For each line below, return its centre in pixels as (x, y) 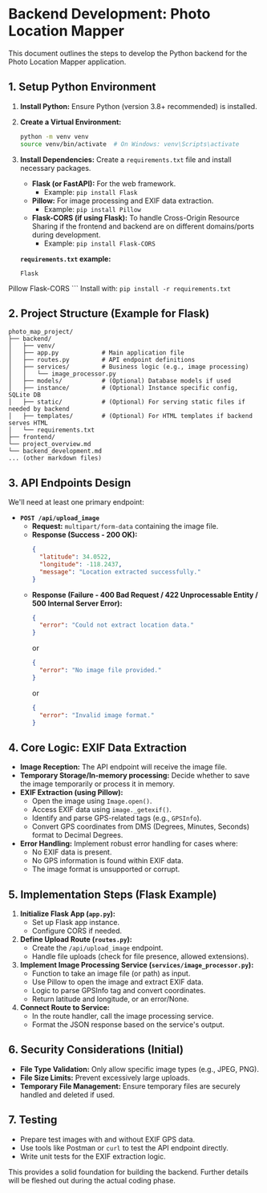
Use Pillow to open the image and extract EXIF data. (117, 982)
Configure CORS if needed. (77, 931)
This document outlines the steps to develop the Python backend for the (128, 53)
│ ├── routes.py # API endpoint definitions (102, 360)
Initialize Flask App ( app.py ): (68, 914)
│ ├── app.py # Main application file (96, 353)
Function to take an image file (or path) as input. (111, 973)
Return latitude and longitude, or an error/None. (111, 999)
